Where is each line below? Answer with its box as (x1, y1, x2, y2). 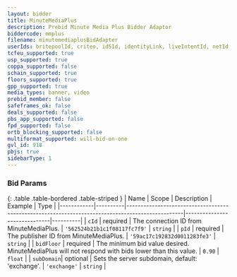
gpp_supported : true (7, 83, 68, 90)
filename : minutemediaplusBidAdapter (7, 37, 119, 44)
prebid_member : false (7, 96, 71, 103)
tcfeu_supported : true (7, 50, 74, 57)
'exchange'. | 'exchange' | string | (7, 262, 107, 271)
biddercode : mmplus (7, 30, 65, 37)
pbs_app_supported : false (7, 115, 83, 122)
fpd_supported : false (7, 122, 71, 129)
